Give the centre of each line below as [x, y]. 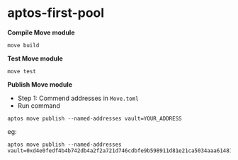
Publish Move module [40, 84]
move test [22, 71]
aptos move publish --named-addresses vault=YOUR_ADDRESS [95, 118]
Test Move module [35, 59]
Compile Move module [41, 32]
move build [23, 45]
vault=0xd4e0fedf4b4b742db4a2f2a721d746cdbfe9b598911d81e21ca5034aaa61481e [121, 150]
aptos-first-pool [56, 13]
